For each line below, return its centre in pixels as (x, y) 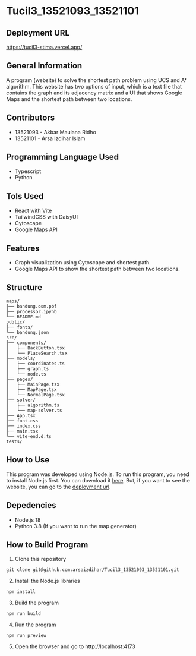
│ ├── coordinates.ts (36, 364)
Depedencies (31, 505)
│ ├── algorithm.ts (33, 405)
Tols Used (25, 196)
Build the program (37, 603)
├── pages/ (20, 379)
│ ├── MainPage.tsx (33, 384)
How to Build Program (47, 545)
